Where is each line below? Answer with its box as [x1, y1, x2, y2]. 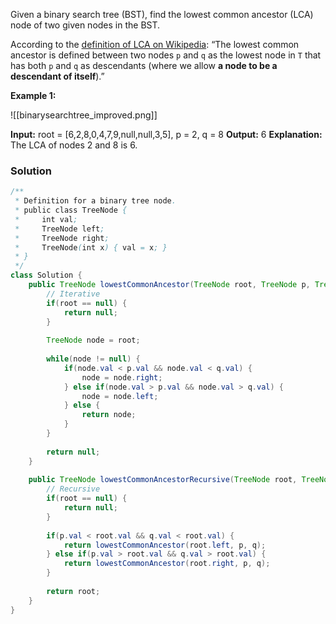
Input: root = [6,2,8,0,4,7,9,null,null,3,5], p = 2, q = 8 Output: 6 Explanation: [10, 129, 323, 140]
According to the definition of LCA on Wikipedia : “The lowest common [10, 39, 300, 50]
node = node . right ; [81, 372, 163, 383]
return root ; [46, 586, 101, 596]
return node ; [81, 410, 137, 420]
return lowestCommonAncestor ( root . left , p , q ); [63, 540, 267, 550]
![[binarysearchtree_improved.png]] [10, 109, 158, 121]
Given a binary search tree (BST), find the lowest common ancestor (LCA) [10, 9, 314, 20]
